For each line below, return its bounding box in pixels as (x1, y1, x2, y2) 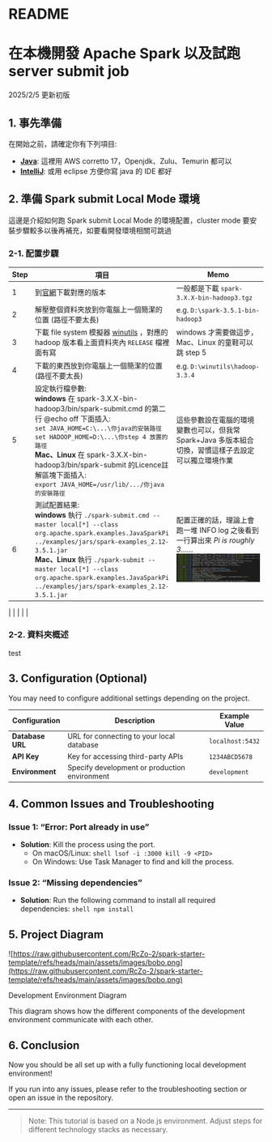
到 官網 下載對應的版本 (35, 288, 107, 297)
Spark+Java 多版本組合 (176, 435, 254, 445)
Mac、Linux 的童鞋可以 (176, 338, 253, 347)
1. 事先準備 (8, 116, 62, 130)
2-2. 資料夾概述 (8, 629, 69, 641)
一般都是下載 (176, 283, 219, 292)
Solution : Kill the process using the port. (19, 840, 155, 850)
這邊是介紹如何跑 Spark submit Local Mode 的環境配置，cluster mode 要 (8, 215, 250, 225)
